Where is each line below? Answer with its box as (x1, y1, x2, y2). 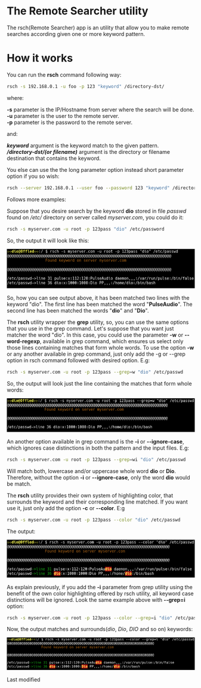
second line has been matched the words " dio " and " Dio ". (7, 307, 149, 314)
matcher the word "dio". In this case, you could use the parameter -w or (7, 331, 184, 338)
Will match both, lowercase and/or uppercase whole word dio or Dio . (7, 467, 177, 474)
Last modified (7, 675, 41, 683)
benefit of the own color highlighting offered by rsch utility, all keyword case (7, 590, 194, 597)
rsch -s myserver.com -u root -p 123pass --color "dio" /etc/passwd (7, 517, 181, 523)
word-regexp (7, 337, 41, 345)
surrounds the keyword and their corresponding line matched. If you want (7, 498, 188, 505)
